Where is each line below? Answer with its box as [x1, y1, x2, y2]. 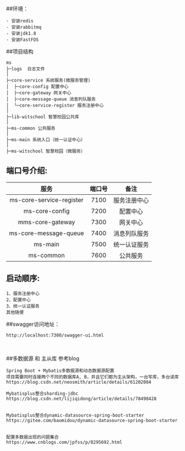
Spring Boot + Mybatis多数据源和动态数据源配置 [6, 368, 115, 374]
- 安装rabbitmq [6, 24, 42, 30]
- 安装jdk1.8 [6, 31, 37, 37]
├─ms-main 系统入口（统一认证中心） [6, 137, 85, 143]
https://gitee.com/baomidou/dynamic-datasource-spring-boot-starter [6, 417, 178, 423]
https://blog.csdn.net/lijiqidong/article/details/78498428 [6, 396, 157, 401]
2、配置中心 [6, 297, 31, 303]
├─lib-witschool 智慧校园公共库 [6, 114, 80, 120]
